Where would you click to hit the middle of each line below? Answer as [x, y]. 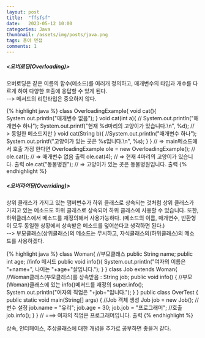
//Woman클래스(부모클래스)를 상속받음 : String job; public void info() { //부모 [99, 277]
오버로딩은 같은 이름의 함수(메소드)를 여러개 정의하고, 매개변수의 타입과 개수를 [99, 83]
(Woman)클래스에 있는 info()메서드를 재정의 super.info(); [75, 284]
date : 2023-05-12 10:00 [39, 23]
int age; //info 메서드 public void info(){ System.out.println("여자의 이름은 [96, 261]
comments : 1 [21, 47]
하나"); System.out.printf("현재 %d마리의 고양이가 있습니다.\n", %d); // [108, 126]
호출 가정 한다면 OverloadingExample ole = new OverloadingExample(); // [104, 148]
